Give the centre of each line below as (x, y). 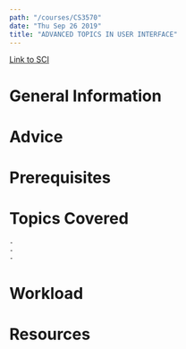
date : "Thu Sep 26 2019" (55, 26)
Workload (46, 294)
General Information (86, 96)
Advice (36, 136)
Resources (50, 334)
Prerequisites (60, 178)
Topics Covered (69, 219)
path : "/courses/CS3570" (55, 17)
